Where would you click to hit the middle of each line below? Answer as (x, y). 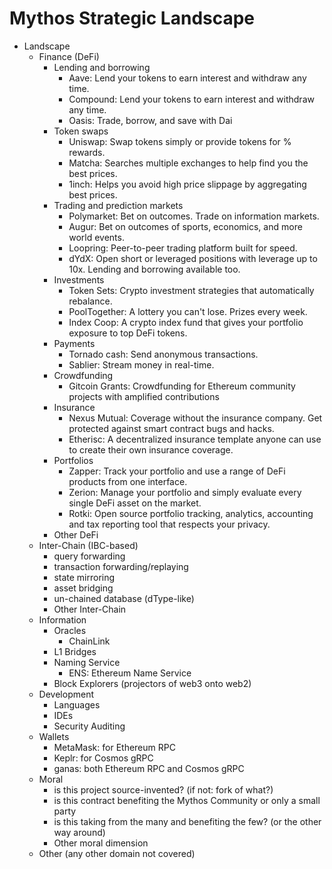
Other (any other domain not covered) (117, 853)
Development (66, 694)
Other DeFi (76, 534)
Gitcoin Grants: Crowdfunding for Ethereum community (182, 386)
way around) (79, 832)
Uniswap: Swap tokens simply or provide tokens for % (180, 141)
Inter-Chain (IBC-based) (88, 545)
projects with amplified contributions (144, 396)
